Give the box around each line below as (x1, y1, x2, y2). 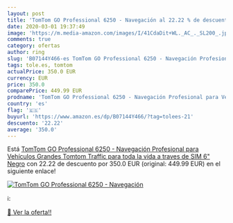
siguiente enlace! (7, 167, 56, 175)
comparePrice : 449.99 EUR (7, 87, 82, 94)
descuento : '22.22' (7, 119, 64, 127)
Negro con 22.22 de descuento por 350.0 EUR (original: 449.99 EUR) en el (7, 160, 221, 168)
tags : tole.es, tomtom (7, 62, 73, 69)
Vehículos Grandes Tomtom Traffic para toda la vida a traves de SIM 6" (7, 152, 210, 161)
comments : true (7, 36, 51, 43)
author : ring (7, 49, 45, 56)
